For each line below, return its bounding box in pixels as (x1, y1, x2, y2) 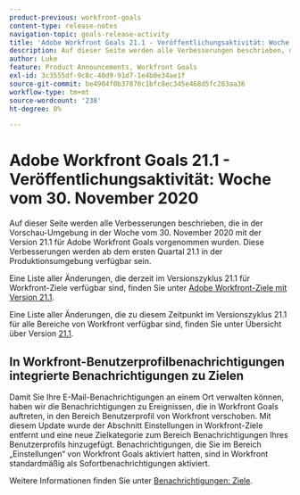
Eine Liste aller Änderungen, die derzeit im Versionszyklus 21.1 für (9, 273, 251, 284)
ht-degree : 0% (9, 104, 62, 113)
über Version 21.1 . (9, 328, 74, 339)
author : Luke (9, 54, 58, 63)
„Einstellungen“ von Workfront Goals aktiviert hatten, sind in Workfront (9, 449, 269, 459)
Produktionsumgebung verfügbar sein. (9, 256, 152, 267)
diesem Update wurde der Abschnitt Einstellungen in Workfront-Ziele (9, 420, 263, 431)
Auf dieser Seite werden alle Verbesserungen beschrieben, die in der (9, 218, 263, 228)
